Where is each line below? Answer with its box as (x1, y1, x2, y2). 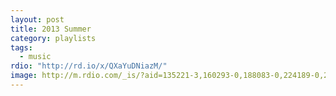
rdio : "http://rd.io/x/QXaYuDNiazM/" (10, 61, 168, 71)
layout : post (10, 14, 65, 25)
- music (19, 52, 52, 62)
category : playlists (10, 33, 97, 43)
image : (10, 71, 38, 81)
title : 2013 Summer (10, 24, 92, 34)
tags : (10, 42, 33, 53)
